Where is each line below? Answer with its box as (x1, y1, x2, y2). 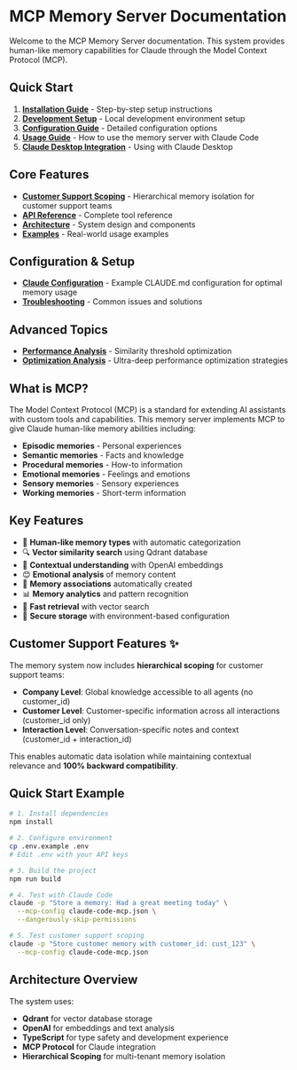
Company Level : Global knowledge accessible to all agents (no (21, 686, 254, 697)
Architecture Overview (9, 972, 138, 987)
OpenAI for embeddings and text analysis (21, 1022, 175, 1033)
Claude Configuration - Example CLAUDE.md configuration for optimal (21, 278, 283, 288)
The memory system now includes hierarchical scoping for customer (9, 659, 264, 671)
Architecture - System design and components (21, 219, 196, 230)
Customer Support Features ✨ (9, 636, 179, 651)
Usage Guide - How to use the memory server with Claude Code (21, 131, 260, 143)
